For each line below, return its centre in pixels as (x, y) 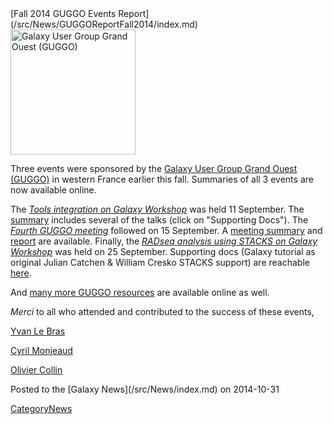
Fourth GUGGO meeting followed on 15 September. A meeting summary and (166, 230)
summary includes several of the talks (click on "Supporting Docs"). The (159, 220)
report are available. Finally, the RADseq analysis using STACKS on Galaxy (164, 241)
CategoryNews (41, 408)
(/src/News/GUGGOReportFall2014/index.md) (104, 24)
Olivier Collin (36, 370)
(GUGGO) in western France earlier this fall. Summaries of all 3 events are (162, 179)
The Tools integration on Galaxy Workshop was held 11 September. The (157, 209)
